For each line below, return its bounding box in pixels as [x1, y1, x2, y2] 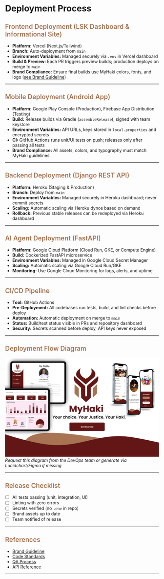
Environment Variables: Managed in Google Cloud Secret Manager [12, 257, 148, 263]
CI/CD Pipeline [5, 286, 50, 295]
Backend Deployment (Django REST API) [5, 172, 130, 180]
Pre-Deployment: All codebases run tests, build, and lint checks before [12, 305, 156, 311]
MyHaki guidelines [12, 152, 50, 158]
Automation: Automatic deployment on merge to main [12, 315, 121, 321]
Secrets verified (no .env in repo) [12, 505, 79, 511]
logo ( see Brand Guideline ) [12, 74, 66, 80]
